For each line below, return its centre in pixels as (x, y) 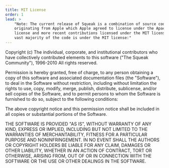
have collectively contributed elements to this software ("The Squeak (77, 57)
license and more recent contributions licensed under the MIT (82, 33)
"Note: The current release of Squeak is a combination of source (85, 24)
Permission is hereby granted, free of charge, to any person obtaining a (79, 72)
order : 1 (14, 15)
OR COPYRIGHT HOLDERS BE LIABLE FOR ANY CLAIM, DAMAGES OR (78, 145)
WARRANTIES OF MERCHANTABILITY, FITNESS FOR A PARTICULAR (76, 134)
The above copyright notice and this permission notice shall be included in (82, 109)
